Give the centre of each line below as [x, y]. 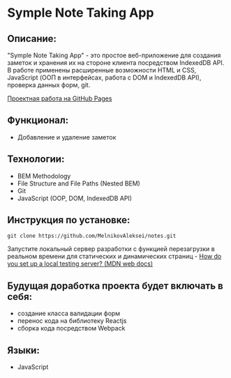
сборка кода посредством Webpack [71, 328]
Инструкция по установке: [69, 220]
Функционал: [38, 120]
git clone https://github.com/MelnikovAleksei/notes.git [92, 236]
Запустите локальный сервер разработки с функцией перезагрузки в [111, 249]
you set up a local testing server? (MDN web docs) [80, 264]
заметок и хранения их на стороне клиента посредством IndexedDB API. [116, 63]
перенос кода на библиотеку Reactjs [72, 321]
